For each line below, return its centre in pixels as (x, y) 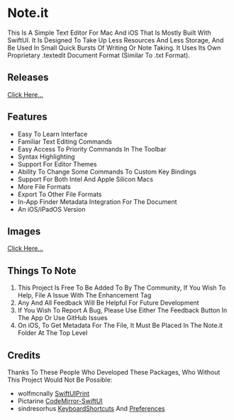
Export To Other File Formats (60, 194)
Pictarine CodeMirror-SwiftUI (60, 401)
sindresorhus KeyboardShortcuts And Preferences (91, 408)
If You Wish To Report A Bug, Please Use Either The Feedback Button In (122, 310)
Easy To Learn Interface (52, 134)
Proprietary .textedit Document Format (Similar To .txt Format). (99, 55)
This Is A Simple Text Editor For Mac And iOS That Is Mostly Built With (109, 33)
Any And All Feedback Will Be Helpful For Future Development (108, 303)
